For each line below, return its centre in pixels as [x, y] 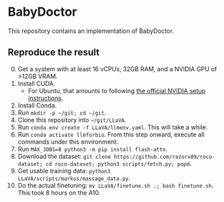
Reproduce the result [54, 52]
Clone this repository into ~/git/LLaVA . [72, 120]
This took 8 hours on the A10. [59, 192]
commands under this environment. [68, 142]
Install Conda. [37, 105]
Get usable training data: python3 [64, 171]
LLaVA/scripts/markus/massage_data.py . [74, 178]
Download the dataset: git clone [64, 156]
